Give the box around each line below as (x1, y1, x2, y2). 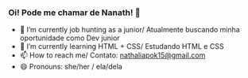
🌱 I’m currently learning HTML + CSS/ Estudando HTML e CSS (19, 42, 224, 51)
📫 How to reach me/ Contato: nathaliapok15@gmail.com (19, 50, 206, 60)
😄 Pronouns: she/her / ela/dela (19, 62, 123, 72)
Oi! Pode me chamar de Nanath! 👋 (8, 7, 141, 18)
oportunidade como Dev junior (19, 33, 121, 43)
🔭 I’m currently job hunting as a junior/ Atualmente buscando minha (19, 25, 240, 35)
